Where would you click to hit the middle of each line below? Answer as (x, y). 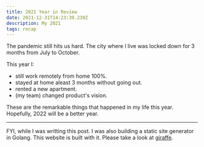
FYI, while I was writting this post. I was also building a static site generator (100, 131)
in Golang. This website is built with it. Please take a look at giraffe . (90, 138)
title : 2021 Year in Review (42, 12)
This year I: (20, 64)
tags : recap (21, 29)
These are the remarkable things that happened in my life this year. (90, 108)
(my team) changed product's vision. (61, 95)
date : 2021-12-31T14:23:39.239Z (47, 18)
